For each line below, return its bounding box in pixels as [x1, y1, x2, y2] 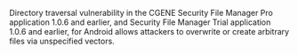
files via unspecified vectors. [9, 35, 116, 46]
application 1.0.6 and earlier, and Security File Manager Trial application [9, 17, 271, 27]
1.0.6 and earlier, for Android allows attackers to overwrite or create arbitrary [9, 27, 290, 36]
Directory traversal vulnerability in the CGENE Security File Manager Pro [9, 8, 273, 18]
